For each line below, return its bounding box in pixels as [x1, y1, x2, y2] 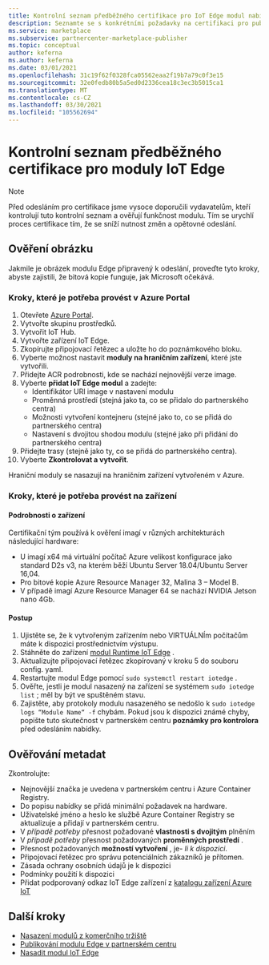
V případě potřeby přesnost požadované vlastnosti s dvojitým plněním [19, 826, 255, 837]
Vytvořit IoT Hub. [19, 328, 77, 337]
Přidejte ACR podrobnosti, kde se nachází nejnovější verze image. [19, 370, 237, 380]
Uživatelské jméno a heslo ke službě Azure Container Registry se [19, 810, 235, 819]
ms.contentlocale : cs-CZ [8, 94, 91, 102]
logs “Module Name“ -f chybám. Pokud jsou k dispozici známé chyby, [19, 707, 251, 717]
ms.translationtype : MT [8, 86, 88, 94]
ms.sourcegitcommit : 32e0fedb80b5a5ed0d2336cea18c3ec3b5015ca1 [8, 78, 224, 86]
